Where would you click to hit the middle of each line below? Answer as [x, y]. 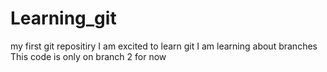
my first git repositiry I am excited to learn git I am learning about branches [164, 46]
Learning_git [63, 18]
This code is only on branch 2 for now [88, 56]
